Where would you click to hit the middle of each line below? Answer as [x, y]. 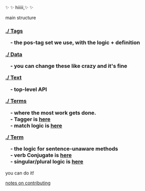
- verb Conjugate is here [41, 155]
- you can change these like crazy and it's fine [69, 66]
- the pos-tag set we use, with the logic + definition [75, 43]
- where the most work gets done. [53, 112]
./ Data [14, 54]
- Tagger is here [30, 119]
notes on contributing [28, 183]
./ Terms [16, 101]
